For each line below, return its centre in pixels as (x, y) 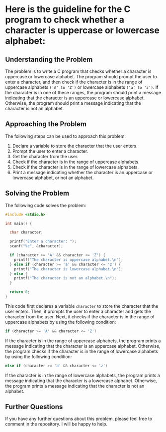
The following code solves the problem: (45, 205)
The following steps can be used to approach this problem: (65, 136)
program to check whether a (65, 20)
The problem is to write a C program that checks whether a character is (78, 71)
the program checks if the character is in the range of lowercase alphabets (82, 351)
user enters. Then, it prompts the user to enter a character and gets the (78, 311)
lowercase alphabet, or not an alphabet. (53, 178)
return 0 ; (20, 292)
